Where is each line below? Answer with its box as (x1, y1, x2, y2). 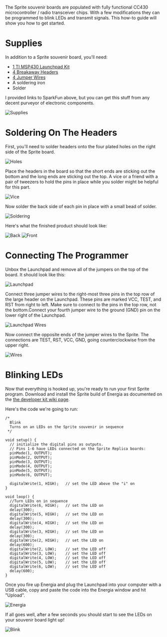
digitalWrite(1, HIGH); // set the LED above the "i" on (9, 481, 135, 486)
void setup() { (5, 437, 37, 442)
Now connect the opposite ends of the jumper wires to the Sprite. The (5, 331, 149, 337)
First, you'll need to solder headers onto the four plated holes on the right (5, 143, 156, 149)
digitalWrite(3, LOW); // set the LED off (9, 551, 106, 556)
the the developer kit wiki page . (5, 396, 70, 402)
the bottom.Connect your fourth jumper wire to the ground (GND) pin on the (5, 307, 161, 313)
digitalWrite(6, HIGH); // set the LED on (9, 503, 104, 508)
